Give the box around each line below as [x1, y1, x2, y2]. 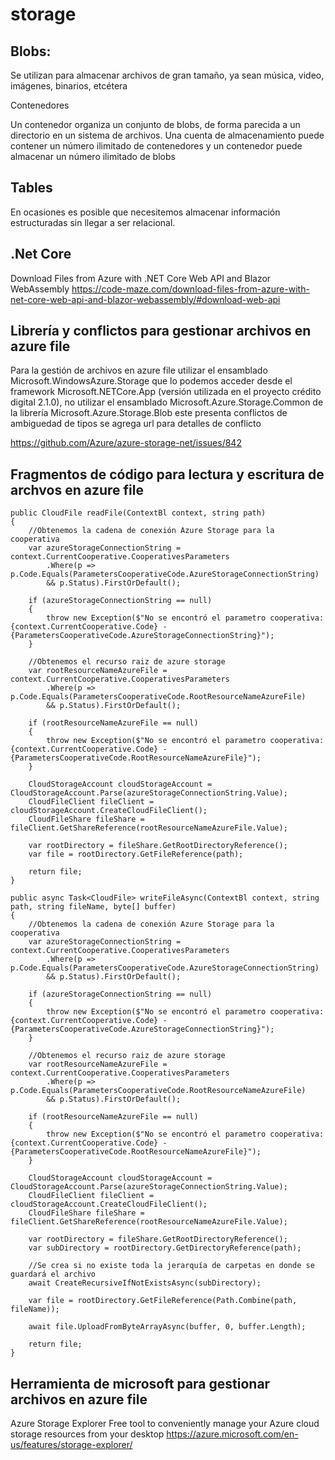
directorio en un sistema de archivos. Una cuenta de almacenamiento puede [10, 129, 325, 141]
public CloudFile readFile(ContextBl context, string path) [10, 508, 267, 518]
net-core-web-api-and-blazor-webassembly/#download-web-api [10, 293, 281, 305]
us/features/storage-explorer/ [10, 1439, 133, 1451]
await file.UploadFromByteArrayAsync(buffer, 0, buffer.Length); [28, 1322, 307, 1332]
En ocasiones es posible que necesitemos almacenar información [10, 206, 281, 218]
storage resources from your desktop [10, 1428, 165, 1440]
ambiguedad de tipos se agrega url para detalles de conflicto [10, 418, 262, 430]
